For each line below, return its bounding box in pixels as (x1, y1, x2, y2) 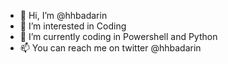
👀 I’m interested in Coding (19, 20, 127, 32)
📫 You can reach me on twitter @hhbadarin (19, 42, 202, 54)
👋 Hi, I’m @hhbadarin (19, 10, 108, 21)
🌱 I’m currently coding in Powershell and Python (19, 31, 218, 42)
